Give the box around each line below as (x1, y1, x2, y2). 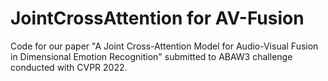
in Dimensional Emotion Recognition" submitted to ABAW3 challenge (10, 50, 293, 62)
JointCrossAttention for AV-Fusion (10, 7, 305, 30)
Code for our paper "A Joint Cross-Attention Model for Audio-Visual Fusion (10, 40, 319, 52)
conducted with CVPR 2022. (10, 61, 128, 73)
